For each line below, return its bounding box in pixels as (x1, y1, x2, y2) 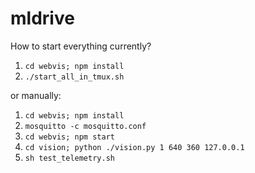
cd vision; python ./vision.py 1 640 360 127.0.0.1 (24, 142, 245, 152)
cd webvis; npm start (24, 132, 115, 142)
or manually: (10, 89, 62, 101)
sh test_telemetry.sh (24, 153, 115, 163)
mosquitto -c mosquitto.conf (24, 121, 147, 131)
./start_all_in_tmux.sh (24, 72, 125, 82)
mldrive (10, 7, 75, 30)
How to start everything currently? (10, 40, 152, 52)
